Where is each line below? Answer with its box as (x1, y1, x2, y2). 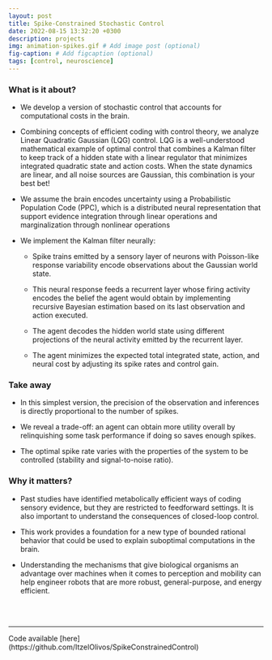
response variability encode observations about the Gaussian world (32, 261, 258, 270)
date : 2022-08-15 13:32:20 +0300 (8, 27, 121, 35)
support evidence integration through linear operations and (19, 212, 218, 222)
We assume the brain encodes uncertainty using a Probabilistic (19, 194, 232, 204)
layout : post (8, 11, 53, 20)
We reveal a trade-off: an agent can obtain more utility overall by (19, 422, 236, 432)
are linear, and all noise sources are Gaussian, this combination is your (19, 170, 255, 179)
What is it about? (8, 84, 77, 95)
